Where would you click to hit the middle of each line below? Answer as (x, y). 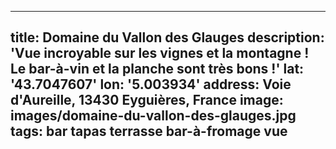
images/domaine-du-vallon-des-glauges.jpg (153, 116)
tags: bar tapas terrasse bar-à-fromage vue (149, 131)
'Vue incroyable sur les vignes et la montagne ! (160, 53)
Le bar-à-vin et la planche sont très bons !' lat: (157, 69)
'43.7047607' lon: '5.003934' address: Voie (151, 84)
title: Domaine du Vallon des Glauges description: (167, 37)
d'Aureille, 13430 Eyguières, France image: (147, 100)
